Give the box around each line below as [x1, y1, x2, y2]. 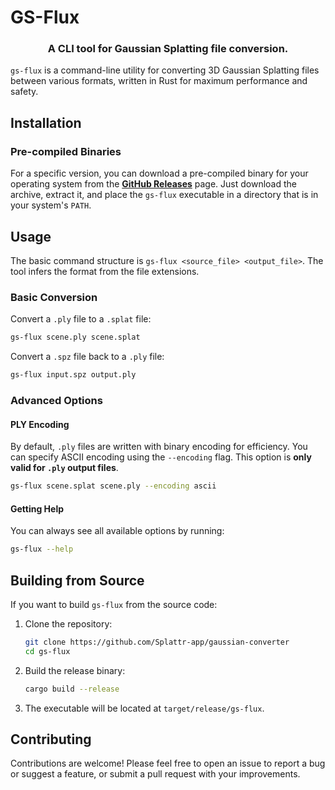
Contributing [10, 731, 92, 748]
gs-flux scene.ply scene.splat [10, 332, 141, 343]
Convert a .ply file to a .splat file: [10, 313, 152, 325]
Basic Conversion [10, 290, 98, 304]
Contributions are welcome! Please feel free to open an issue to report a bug [10, 757, 326, 770]
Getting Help [10, 502, 65, 515]
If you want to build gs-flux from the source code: [10, 598, 218, 610]
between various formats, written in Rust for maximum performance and [10, 75, 308, 87]
